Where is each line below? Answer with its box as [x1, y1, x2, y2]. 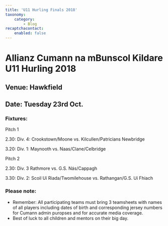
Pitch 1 [5, 127, 19, 133]
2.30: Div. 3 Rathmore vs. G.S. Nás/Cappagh [5, 165, 98, 171]
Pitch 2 [5, 156, 20, 162]
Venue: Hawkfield [5, 83, 63, 91]
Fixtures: [5, 115, 28, 122]
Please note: [5, 188, 37, 195]
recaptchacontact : [5, 26, 44, 31]
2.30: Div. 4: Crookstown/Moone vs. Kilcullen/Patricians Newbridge [5, 136, 145, 142]
